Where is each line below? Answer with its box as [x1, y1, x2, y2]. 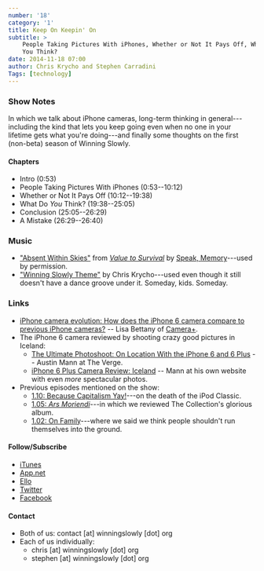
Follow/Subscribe [8, 442, 68, 452]
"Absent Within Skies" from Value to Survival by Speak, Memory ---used [19, 253, 253, 263]
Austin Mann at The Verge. [36, 357, 123, 367]
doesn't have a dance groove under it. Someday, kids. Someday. [19, 278, 229, 287]
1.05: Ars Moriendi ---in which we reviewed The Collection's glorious [31, 399, 253, 408]
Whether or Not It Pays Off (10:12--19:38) [19, 191, 153, 200]
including [8, 122, 38, 131]
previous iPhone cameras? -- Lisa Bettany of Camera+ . [19, 324, 199, 334]
